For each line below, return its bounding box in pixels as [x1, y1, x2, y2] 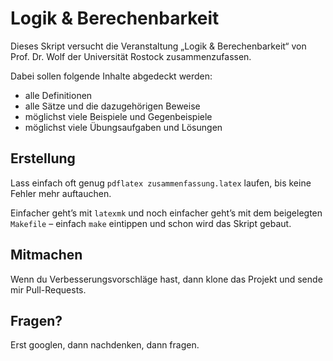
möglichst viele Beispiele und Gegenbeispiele [24, 110, 213, 122]
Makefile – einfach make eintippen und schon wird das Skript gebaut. [10, 217, 292, 229]
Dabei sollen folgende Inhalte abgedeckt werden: [10, 70, 213, 82]
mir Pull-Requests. [10, 283, 87, 296]
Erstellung [10, 150, 76, 167]
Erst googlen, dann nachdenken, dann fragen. [10, 339, 200, 351]
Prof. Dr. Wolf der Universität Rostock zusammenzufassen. [10, 50, 252, 62]
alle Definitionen [24, 89, 93, 101]
